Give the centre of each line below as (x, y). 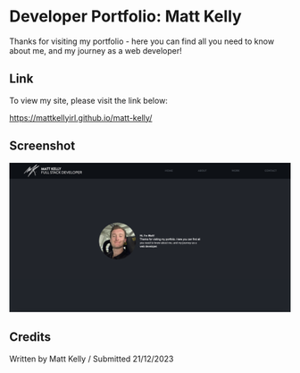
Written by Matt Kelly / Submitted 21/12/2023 (92, 359)
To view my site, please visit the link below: (88, 100)
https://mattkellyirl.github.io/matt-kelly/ (81, 117)
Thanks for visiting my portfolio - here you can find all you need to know (142, 41)
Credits (30, 337)
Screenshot (42, 146)
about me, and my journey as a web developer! (96, 50)
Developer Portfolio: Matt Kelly (126, 17)
